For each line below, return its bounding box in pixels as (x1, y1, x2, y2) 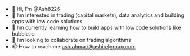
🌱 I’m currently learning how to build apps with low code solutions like (11, 24, 181, 31)
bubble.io (11, 30, 35, 37)
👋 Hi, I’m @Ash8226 (11, 6, 61, 12)
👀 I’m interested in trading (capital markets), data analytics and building (11, 12, 184, 19)
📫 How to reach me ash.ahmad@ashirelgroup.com (11, 43, 136, 50)
